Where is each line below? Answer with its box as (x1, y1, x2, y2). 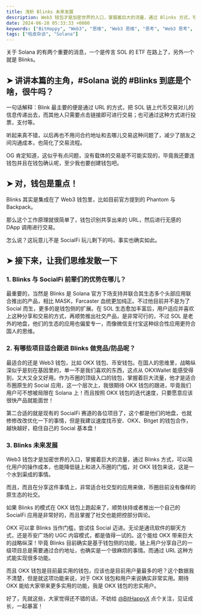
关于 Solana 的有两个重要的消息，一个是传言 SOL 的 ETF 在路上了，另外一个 (6, 49, 194, 56)
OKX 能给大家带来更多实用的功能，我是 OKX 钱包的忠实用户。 (6, 582, 160, 590)
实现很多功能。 (16, 554, 54, 561)
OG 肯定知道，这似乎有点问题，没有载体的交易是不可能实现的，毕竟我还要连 (6, 152, 195, 159)
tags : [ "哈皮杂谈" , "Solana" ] (6, 31, 78, 37)
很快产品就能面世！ (6, 397, 54, 404)
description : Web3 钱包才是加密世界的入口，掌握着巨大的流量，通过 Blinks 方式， (6, 14, 193, 20)
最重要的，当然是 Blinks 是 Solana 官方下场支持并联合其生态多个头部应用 (6, 290, 186, 297)
